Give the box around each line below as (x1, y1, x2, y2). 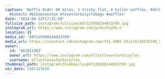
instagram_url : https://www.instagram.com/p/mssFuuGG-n (5, 26, 122, 30)
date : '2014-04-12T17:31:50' (5, 16, 65, 21)
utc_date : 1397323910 (5, 67, 50, 72)
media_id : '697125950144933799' (5, 35, 71, 40)
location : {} (5, 30, 32, 35)
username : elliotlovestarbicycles (9, 57, 80, 62)
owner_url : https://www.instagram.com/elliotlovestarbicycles (9, 53, 139, 58)
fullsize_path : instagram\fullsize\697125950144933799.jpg (5, 21, 129, 26)
